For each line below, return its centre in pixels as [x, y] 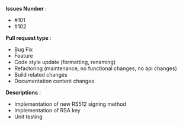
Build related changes [41, 75]
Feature [23, 56]
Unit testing [28, 116]
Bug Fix [23, 49]
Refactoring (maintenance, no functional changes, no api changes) [95, 68]
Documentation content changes [54, 81]
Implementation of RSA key [47, 110]
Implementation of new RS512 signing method [70, 104]
